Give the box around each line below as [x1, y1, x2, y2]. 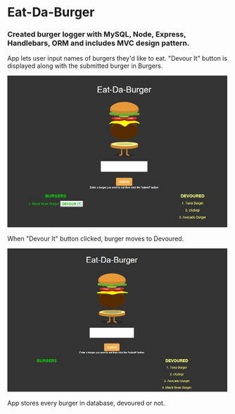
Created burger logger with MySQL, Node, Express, [7, 30, 186, 39]
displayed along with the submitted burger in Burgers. [7, 61, 163, 71]
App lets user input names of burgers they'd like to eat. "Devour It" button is [7, 54, 227, 63]
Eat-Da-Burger [7, 4, 95, 20]
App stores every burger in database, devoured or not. [7, 399, 165, 408]
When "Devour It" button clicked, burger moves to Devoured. [7, 234, 184, 243]
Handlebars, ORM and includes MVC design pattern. [7, 38, 190, 48]
